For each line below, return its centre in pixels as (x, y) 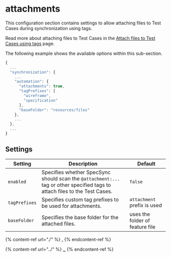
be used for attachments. (72, 206)
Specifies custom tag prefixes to (80, 200)
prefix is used (146, 205)
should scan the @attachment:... (81, 178)
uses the (140, 214)
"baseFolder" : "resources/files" (54, 110)
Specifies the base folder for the (80, 217)
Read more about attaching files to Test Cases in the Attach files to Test (80, 38)
